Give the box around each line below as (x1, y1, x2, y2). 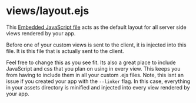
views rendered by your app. (6, 29, 76, 36)
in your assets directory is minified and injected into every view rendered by (6, 84, 190, 91)
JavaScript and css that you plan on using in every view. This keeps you (6, 65, 181, 72)
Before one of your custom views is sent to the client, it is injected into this (6, 41, 187, 48)
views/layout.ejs (6, 4, 89, 18)
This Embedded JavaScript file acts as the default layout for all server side (6, 24, 187, 31)
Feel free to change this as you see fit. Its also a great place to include (6, 59, 177, 66)
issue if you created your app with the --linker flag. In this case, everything (6, 78, 191, 85)
